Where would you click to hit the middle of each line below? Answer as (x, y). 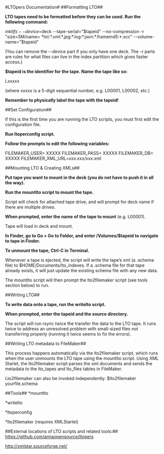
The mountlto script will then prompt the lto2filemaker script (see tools (76, 280)
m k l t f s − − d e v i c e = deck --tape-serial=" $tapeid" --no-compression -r (75, 31)
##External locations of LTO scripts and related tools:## (62, 431)
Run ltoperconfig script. (30, 134)
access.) (14, 62)
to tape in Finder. (23, 241)
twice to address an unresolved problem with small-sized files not (72, 329)
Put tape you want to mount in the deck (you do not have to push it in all (79, 177)
